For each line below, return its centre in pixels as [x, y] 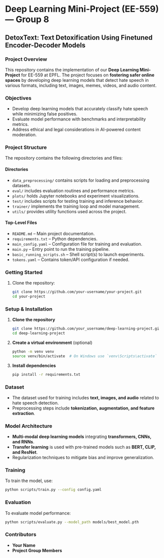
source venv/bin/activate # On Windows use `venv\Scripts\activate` [85, 356]
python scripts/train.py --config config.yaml [53, 490]
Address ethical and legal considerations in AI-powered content [76, 130]
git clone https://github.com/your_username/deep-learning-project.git [87, 329]
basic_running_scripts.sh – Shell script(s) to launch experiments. [78, 254]
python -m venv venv [33, 351]
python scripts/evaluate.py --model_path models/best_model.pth [72, 522]
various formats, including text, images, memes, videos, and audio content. [81, 85]
